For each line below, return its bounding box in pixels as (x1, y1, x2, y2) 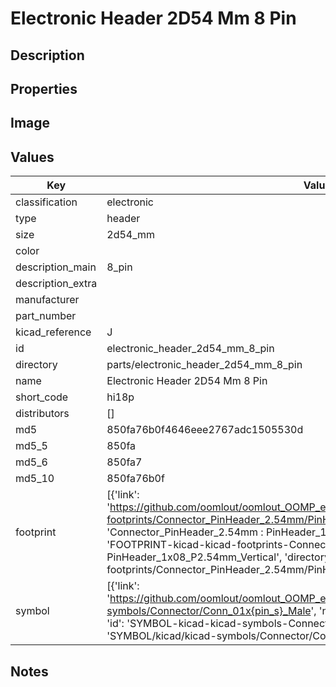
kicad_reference (15, 325, 92, 339)
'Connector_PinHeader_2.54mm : (106, 525, 264, 539)
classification (15, 195, 78, 209)
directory (15, 358, 58, 372)
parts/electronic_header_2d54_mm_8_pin (106, 358, 303, 372)
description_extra (15, 277, 98, 291)
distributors (15, 407, 70, 421)
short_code (15, 390, 69, 404)
